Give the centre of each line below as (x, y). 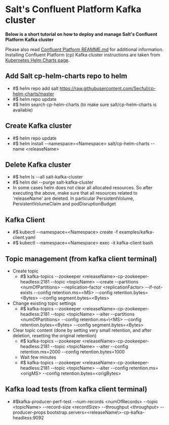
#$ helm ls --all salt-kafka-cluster (48, 177)
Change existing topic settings (44, 303)
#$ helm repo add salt (36, 88)
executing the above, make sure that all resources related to (75, 193)
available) (23, 110)
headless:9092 (28, 417)
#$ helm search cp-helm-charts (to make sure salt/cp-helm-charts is (85, 104)
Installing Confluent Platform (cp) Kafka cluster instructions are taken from (83, 55)
